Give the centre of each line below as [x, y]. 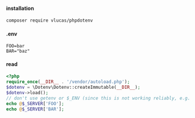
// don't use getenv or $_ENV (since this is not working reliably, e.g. [98, 98]
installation [20, 8]
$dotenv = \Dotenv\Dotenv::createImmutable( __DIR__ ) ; [73, 88]
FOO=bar [16, 46]
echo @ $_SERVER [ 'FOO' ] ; [35, 103]
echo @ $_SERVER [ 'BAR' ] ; [35, 109]
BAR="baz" [18, 51]
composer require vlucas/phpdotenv [50, 20]
